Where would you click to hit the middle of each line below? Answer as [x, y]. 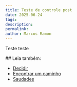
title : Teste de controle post [39, 10]
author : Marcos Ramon [28, 34]
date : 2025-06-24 [24, 15]
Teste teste [17, 48]
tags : [11, 19]
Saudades [23, 79]
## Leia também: [23, 58]
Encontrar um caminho [37, 74]
